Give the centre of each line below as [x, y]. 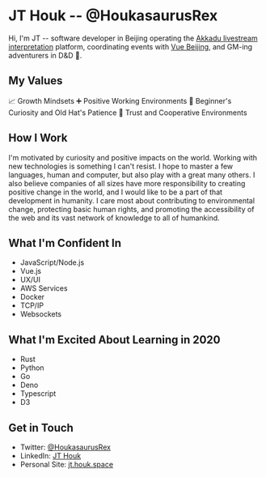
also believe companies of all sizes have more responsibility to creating [127, 183]
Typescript [38, 394]
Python [32, 368]
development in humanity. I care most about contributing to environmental [132, 200]
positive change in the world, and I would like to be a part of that [116, 192]
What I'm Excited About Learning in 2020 [114, 340]
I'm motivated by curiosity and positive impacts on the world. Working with [133, 157]
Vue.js [31, 271]
